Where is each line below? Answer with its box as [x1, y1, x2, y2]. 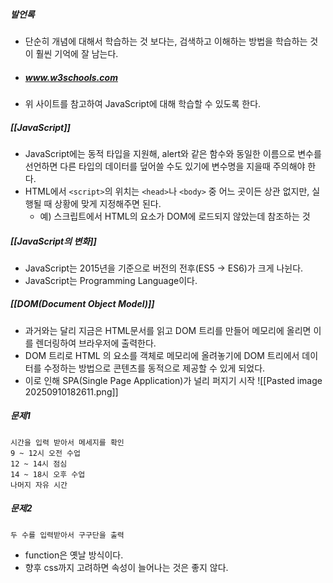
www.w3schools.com [24, 71, 118, 83]
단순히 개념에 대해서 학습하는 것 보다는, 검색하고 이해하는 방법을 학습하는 [24, 35, 308, 47]
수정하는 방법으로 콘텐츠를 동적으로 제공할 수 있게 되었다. [43, 362, 266, 374]
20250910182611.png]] [24, 385, 119, 398]
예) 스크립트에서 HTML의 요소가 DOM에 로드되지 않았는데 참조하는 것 [39, 210, 311, 222]
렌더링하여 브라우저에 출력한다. [35, 337, 157, 349]
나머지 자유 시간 [10, 480, 68, 490]
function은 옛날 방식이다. [24, 549, 124, 561]
